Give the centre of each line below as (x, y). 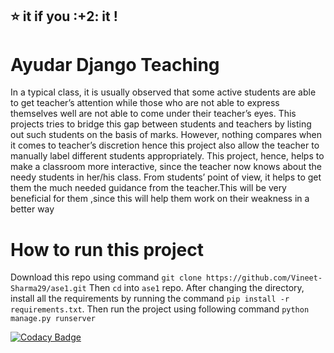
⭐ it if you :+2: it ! (64, 16)
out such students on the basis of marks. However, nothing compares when (166, 135)
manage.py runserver (53, 319)
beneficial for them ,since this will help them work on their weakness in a (160, 199)
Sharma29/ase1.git (48, 289)
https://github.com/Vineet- (264, 278)
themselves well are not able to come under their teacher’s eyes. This (153, 114)
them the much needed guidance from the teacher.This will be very (148, 188)
